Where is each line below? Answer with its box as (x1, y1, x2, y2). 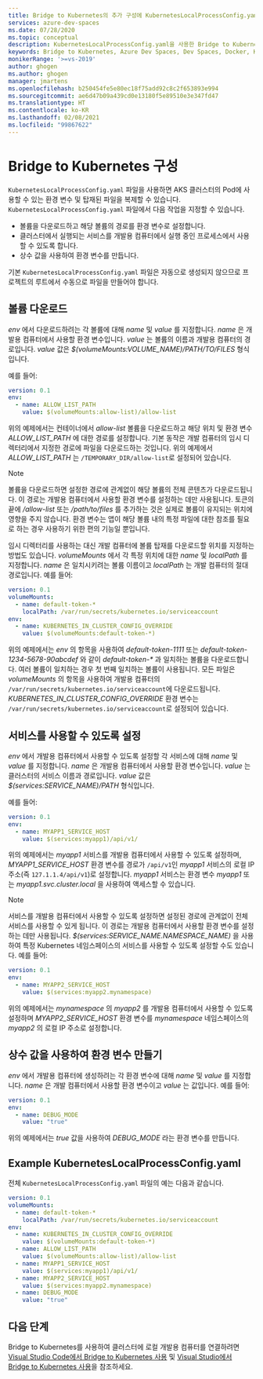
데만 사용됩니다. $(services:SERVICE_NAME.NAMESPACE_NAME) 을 (22, 931, 240, 941)
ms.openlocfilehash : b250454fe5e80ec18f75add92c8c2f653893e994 (8, 84, 219, 93)
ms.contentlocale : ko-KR (8, 107, 89, 115)
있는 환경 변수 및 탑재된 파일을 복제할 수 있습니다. (31, 194, 182, 204)
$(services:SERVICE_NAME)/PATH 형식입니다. (8, 781, 155, 790)
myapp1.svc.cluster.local (16, 880, 96, 889)
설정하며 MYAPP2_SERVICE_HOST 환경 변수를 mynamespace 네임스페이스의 (8, 1013, 249, 1022)
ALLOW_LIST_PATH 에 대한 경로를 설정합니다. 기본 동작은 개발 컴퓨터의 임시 (8, 433, 242, 442)
